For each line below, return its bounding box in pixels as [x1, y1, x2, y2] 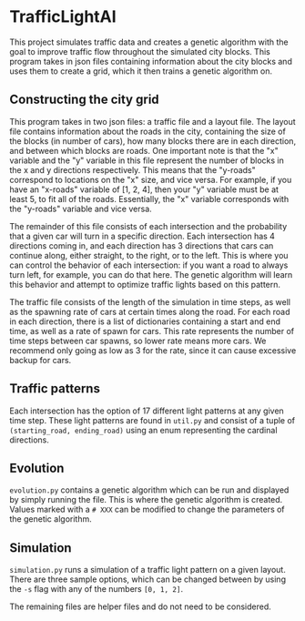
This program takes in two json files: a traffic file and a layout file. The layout [9, 116, 296, 127]
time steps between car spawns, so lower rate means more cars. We [9, 335, 267, 346]
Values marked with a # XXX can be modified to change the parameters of [9, 504, 285, 515]
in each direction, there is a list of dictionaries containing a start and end [9, 316, 280, 327]
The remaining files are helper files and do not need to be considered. [9, 601, 271, 612]
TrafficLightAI [9, 6, 117, 27]
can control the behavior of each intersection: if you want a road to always [9, 260, 289, 270]
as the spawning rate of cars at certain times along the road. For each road [9, 306, 290, 317]
